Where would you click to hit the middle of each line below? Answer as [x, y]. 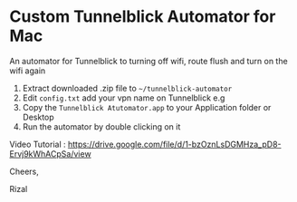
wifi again [28, 71]
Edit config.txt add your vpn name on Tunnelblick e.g [124, 98]
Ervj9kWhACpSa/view [51, 154]
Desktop [38, 117]
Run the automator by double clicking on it [101, 126]
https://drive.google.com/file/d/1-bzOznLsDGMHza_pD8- [174, 144]
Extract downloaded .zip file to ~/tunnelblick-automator [127, 88]
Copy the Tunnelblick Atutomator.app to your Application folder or [147, 107]
